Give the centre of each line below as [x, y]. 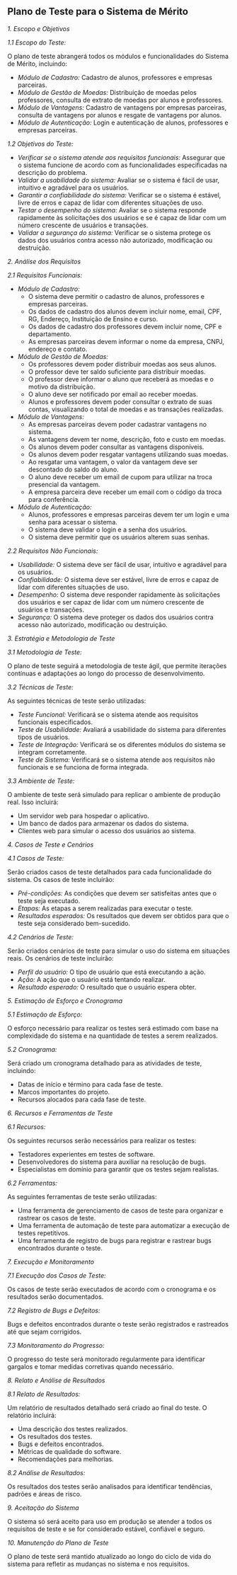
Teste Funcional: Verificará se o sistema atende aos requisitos [108, 714]
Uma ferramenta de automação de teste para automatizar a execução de [123, 1225]
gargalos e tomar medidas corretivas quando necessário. [91, 1366]
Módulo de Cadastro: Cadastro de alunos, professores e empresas [115, 77]
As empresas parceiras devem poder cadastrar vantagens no [117, 424]
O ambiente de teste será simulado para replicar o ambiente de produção [114, 794]
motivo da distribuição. [62, 386]
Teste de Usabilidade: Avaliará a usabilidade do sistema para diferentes [122, 729]
